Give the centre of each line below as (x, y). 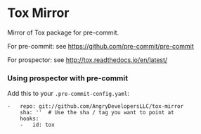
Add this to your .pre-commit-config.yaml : (69, 94)
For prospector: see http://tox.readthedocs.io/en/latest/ (87, 60)
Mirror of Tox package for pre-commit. (63, 32)
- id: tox (37, 125)
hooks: (30, 119)
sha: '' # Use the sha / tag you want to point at (97, 113)
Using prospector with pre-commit (68, 78)
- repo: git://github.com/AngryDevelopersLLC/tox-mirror (96, 106)
